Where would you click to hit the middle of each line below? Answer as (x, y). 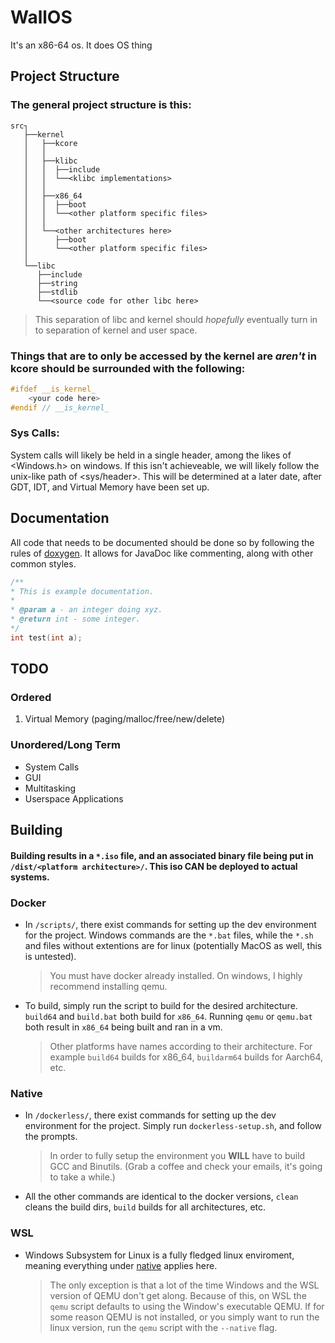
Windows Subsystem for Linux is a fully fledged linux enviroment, (159, 1255)
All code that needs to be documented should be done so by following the (162, 542)
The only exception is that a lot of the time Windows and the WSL (184, 1285)
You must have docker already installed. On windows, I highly (176, 976)
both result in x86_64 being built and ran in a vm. (123, 1027)
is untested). (50, 957)
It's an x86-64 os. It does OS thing (81, 45)
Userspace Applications (74, 798)
